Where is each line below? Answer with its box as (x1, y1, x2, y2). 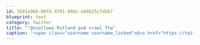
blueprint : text (6, 14, 46, 20)
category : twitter (6, 19, 52, 25)
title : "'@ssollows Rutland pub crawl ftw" (6, 25, 116, 31)
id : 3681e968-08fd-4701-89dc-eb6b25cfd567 (6, 8, 113, 15)
